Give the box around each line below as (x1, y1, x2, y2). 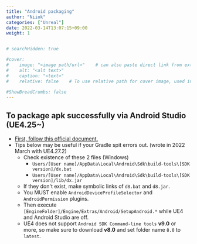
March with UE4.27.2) (14, 147, 67, 155)
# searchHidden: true (6, 46, 59, 52)
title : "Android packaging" (6, 8, 75, 15)
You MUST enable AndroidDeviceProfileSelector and (23, 189, 153, 196)
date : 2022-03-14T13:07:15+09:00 (6, 25, 88, 31)
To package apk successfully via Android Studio (6, 111, 186, 121)
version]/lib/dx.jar (32, 178, 83, 184)
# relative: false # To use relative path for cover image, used (6, 78, 185, 84)
